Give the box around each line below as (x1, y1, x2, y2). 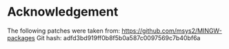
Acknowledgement (7, 4, 119, 20)
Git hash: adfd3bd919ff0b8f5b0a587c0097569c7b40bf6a (37, 33, 201, 42)
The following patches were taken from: (7, 27, 121, 35)
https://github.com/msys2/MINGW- (121, 27, 222, 35)
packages (7, 33, 36, 42)
